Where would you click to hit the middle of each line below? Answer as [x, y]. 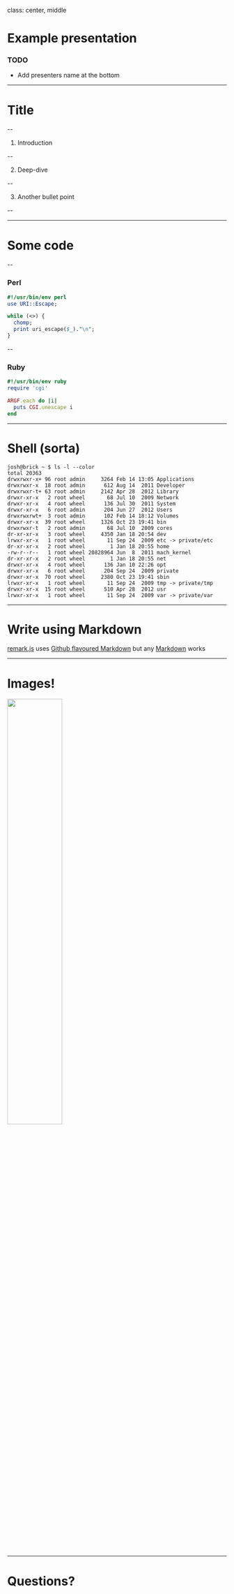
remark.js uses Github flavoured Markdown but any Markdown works [106, 649]
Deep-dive [32, 170]
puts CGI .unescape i [43, 407]
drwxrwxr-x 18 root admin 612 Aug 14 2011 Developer [96, 485]
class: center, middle [37, 10]
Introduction [35, 143]
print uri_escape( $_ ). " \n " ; [54, 330]
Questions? [41, 1581]
